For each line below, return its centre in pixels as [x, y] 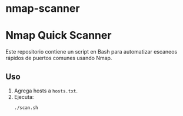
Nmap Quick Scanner [59, 36]
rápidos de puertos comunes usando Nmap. [59, 58]
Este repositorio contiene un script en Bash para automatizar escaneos [91, 52]
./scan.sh [26, 108]
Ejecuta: [24, 97]
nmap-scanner [43, 9]
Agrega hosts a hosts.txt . [46, 91]
